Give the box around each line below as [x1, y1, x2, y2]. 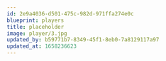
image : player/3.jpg [6, 29, 68, 37]
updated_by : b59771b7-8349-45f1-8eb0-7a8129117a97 [6, 36, 160, 43]
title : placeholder [6, 23, 65, 30]
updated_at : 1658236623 [6, 43, 77, 50]
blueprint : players [6, 17, 65, 24]
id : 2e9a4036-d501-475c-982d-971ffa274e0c [6, 10, 134, 18]
